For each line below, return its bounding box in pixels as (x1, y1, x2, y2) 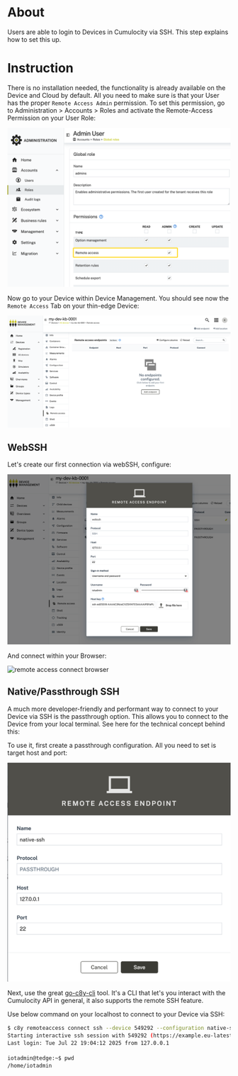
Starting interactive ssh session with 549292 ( (7, 1032, 154, 1039)
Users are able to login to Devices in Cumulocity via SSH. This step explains (7, 28, 229, 36)
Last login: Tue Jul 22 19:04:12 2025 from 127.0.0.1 (7, 1040, 170, 1047)
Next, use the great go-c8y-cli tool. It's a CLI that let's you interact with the (7, 989, 226, 997)
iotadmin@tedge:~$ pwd (7, 1054, 74, 1062)
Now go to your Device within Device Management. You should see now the (7, 294, 229, 303)
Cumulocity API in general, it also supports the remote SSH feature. (7, 997, 204, 1005)
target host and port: (7, 749, 68, 757)
